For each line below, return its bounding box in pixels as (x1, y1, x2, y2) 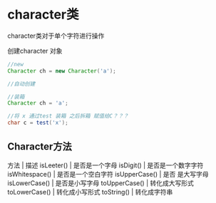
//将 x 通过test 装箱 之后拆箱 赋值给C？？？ (7, 113, 129, 120)
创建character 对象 (7, 46, 63, 55)
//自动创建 (7, 80, 36, 88)
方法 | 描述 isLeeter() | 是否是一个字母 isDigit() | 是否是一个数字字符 (7, 161, 204, 170)
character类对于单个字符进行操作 (7, 31, 105, 40)
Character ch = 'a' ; (7, 100, 69, 107)
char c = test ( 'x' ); (7, 119, 69, 127)
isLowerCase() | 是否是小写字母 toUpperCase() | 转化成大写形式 (7, 179, 195, 187)
